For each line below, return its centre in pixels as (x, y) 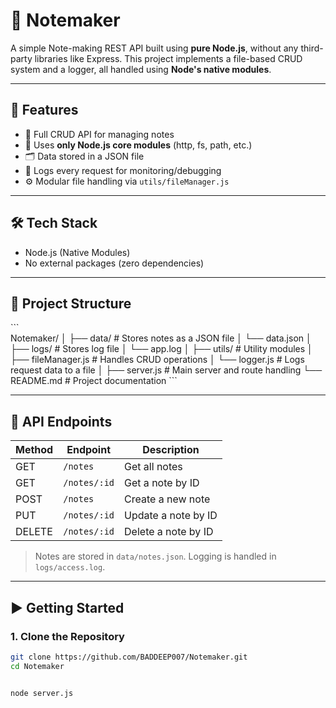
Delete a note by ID (169, 532)
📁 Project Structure (71, 303)
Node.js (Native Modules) (77, 252)
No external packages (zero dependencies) (114, 263)
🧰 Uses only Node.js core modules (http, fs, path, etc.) (138, 145)
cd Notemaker (37, 666)
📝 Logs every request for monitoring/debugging (123, 170)
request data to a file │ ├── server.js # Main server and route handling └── (166, 370)
